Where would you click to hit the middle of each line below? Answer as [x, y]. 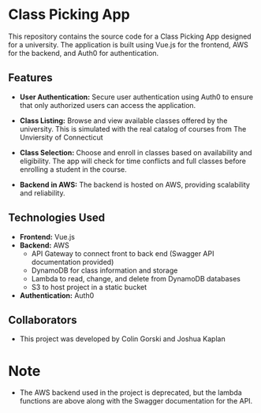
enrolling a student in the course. [73, 169]
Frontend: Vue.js [47, 236]
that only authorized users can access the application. [108, 105]
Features [30, 78]
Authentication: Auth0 [57, 295]
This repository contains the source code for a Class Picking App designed [130, 36]
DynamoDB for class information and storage [104, 270]
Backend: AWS [44, 245]
